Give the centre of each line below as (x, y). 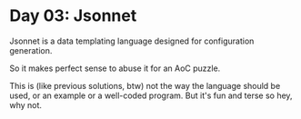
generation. (31, 50)
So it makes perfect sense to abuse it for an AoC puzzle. (115, 68)
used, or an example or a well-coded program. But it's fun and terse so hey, (151, 95)
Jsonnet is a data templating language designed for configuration (132, 41)
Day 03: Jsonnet (73, 16)
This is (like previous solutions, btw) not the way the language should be (145, 85)
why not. (26, 104)
